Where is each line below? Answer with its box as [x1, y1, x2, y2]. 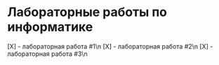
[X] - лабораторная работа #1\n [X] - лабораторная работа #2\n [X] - [7, 42, 213, 50]
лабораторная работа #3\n [7, 50, 88, 58]
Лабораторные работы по [7, 4, 167, 20]
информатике [7, 19, 93, 35]
